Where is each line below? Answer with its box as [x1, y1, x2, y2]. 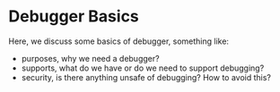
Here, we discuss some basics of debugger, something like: [8, 36, 230, 46]
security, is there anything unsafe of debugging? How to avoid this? [21, 71, 271, 82]
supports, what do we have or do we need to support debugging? [21, 63, 265, 73]
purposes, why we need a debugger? [21, 53, 160, 63]
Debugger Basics [8, 6, 140, 27]
